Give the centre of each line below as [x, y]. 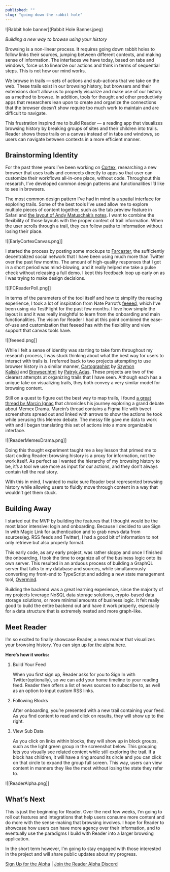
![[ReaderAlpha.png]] [27, 783]
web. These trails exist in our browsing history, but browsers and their [78, 86]
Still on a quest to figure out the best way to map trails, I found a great [78, 398]
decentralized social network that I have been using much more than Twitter [85, 257]
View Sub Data [28, 731]
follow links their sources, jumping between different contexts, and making [83, 55]
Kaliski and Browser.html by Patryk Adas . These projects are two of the [79, 372]
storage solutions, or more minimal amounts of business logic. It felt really [82, 600]
